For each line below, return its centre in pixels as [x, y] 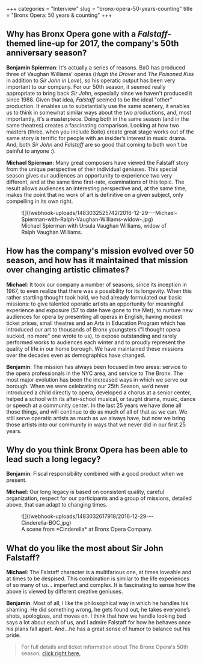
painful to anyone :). [31, 151]
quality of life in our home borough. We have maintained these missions [95, 348]
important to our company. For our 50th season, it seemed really [86, 86]
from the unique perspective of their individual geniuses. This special [92, 169]
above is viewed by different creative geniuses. [65, 592]
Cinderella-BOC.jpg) [46, 523]
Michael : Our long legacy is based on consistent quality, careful [85, 492]
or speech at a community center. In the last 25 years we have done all [94, 405]
